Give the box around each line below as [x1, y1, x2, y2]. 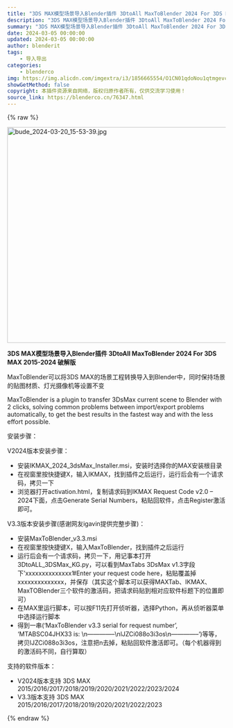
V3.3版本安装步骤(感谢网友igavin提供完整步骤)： [7, 520, 146, 528]
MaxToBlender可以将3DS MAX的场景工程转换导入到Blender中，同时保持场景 [7, 373, 226, 381]
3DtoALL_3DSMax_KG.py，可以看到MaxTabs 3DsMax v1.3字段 [17, 561, 196, 568]
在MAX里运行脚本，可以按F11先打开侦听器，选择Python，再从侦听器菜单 [17, 604, 224, 612]
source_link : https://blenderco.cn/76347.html [7, 94, 144, 101]
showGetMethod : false [7, 81, 70, 88]
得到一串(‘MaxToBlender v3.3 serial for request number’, [17, 621, 178, 629]
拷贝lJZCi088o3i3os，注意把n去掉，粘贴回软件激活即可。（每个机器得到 [17, 638, 222, 647]
